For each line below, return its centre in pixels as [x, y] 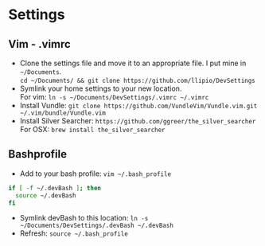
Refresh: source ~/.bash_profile [74, 233]
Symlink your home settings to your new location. [101, 88]
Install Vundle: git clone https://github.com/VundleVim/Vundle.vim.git [138, 105]
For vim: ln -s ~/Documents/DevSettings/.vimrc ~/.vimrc [114, 97]
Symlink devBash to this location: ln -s [84, 218]
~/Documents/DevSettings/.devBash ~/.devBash [96, 226]
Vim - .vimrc [40, 44]
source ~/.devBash [46, 195]
